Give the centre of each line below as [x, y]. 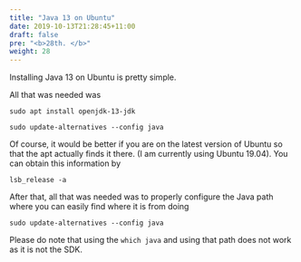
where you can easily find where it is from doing [99, 207]
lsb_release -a [38, 180]
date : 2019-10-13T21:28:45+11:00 [73, 26]
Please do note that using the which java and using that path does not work [150, 240]
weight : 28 [30, 52]
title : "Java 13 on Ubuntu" [63, 18]
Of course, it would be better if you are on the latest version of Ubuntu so [146, 144]
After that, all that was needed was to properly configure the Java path [141, 197]
